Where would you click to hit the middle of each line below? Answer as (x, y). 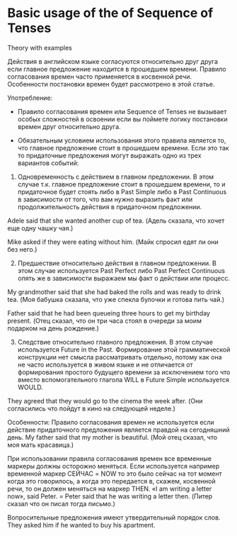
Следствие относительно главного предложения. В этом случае (115, 342)
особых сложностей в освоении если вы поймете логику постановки (122, 119)
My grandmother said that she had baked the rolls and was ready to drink (114, 291)
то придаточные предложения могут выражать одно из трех (109, 155)
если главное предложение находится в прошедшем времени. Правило (117, 69)
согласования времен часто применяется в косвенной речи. (100, 77)
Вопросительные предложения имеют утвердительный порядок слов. (114, 517)
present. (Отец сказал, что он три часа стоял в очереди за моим (104, 320)
